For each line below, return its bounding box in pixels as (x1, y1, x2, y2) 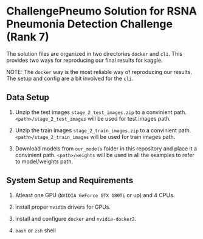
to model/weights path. (15, 158, 74, 165)
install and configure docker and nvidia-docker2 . (15, 215, 137, 222)
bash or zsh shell (15, 226, 57, 234)
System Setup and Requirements (6, 175, 134, 186)
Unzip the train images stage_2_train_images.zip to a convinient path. (15, 126, 191, 134)
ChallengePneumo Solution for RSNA (6, 4, 198, 18)
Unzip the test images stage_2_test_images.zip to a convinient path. (15, 108, 187, 116)
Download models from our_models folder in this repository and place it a (15, 144, 198, 152)
